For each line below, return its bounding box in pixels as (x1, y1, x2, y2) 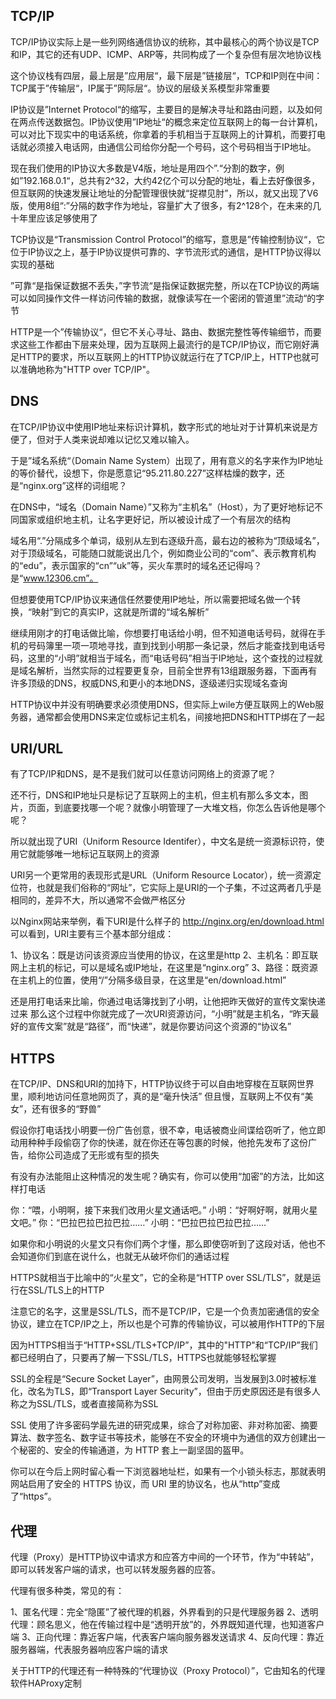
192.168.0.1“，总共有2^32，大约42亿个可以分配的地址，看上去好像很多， (23, 174, 321, 186)
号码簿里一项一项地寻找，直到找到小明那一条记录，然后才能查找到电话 (27, 639, 317, 651)
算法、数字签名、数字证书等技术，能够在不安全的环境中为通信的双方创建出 (10, 1432, 317, 1444)
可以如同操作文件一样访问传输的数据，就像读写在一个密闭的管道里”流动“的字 (10, 292, 325, 304)
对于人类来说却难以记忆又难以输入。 (44, 433, 195, 445)
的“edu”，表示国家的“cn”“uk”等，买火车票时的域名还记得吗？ (10, 559, 263, 571)
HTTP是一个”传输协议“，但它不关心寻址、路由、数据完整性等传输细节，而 (10, 325, 313, 338)
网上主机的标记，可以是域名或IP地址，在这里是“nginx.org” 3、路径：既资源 (10, 962, 318, 974)
